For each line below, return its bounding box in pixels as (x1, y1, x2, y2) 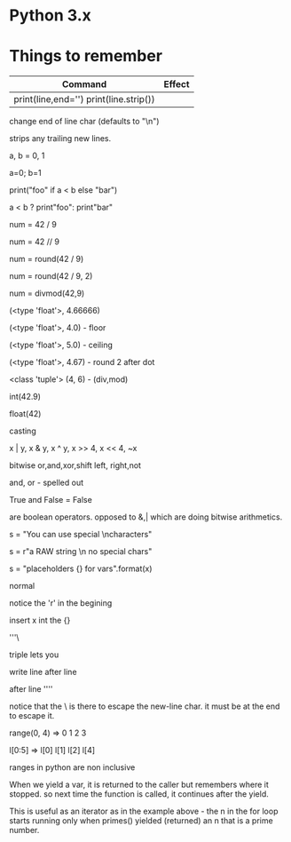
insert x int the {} (9, 615, 71, 626)
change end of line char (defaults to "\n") (9, 116, 160, 127)
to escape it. (9, 711, 55, 721)
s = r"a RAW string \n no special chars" (9, 546, 153, 557)
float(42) (9, 409, 42, 419)
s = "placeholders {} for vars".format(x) (9, 563, 153, 574)
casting (9, 425, 37, 436)
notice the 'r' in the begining (9, 598, 113, 608)
